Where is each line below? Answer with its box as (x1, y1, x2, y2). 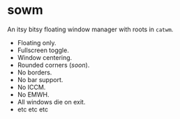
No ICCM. (17, 83, 46, 91)
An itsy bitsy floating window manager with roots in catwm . (7, 25, 174, 33)
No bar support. (17, 75, 63, 84)
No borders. (17, 68, 52, 77)
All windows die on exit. (17, 97, 86, 106)
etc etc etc (17, 105, 49, 113)
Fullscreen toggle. (17, 46, 70, 54)
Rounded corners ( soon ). (17, 61, 90, 69)
